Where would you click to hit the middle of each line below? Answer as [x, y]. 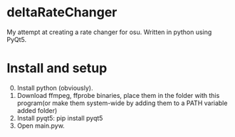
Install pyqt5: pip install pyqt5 [60, 118]
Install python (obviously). [55, 88]
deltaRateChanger [62, 12]
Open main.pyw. [41, 126]
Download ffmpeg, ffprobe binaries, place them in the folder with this [118, 95]
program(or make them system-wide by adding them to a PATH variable [122, 103]
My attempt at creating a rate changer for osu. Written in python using [109, 32]
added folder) [37, 110]
